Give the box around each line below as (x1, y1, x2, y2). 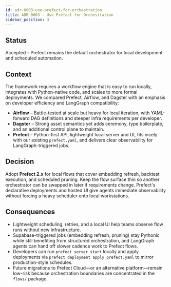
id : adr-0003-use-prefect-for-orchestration (5, 7, 102, 13)
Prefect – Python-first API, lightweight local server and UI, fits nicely (12, 132, 158, 137)
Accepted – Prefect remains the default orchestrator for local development (5, 50, 163, 56)
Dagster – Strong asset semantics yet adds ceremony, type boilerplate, (12, 121, 164, 127)
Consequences (5, 208, 55, 216)
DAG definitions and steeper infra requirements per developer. (30, 115, 163, 121)
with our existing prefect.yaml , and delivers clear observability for (12, 137, 153, 143)
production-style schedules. (12, 259, 73, 265)
